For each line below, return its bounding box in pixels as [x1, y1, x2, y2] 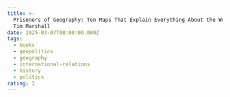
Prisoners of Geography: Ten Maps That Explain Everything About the [13, 16, 216, 23]
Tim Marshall [13, 23, 51, 29]
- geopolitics [13, 48, 53, 55]
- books [13, 42, 36, 48]
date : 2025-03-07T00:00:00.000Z [7, 29, 99, 36]
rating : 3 [7, 80, 36, 87]
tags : [7, 36, 23, 42]
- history [13, 67, 41, 74]
